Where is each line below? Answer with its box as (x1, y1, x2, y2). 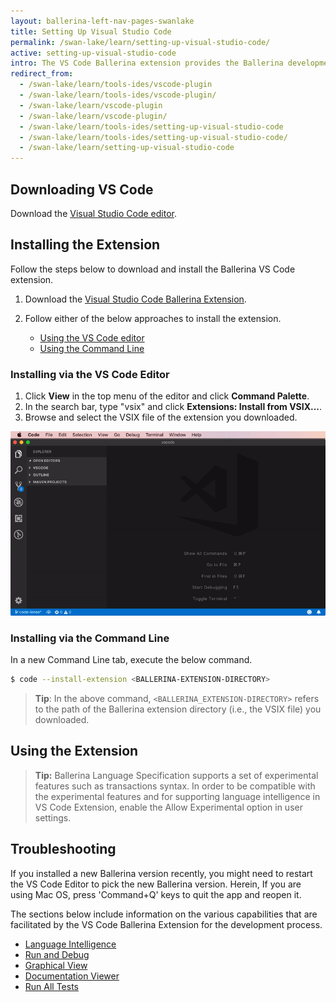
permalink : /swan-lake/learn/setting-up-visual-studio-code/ (10, 37, 271, 47)
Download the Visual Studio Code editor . (10, 207, 177, 219)
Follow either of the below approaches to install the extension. (24, 312, 282, 324)
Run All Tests (24, 980, 79, 992)
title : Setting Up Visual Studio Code (10, 26, 172, 37)
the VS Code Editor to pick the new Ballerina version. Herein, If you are (10, 878, 302, 890)
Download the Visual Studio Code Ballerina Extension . (24, 293, 247, 305)
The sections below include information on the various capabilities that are (10, 908, 318, 920)
